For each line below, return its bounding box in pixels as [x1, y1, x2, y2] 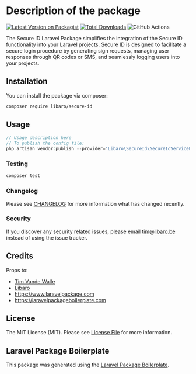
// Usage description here [6, 135, 72, 141]
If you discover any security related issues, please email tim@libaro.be [6, 228, 176, 235]
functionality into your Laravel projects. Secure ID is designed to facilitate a [6, 41, 187, 48]
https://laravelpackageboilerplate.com [14, 296, 107, 303]
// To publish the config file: [6, 140, 85, 147]
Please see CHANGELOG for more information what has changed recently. [6, 200, 185, 207]
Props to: [6, 266, 28, 273]
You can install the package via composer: [6, 92, 108, 99]
